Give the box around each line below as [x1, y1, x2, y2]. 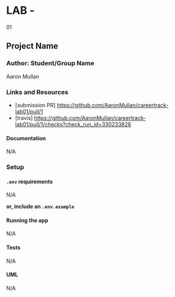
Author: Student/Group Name [6, 59, 94, 67]
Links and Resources [6, 88, 69, 96]
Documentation [6, 134, 46, 142]
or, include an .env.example [6, 203, 75, 210]
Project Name [6, 41, 58, 51]
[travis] [14, 114, 33, 121]
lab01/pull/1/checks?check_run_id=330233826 [14, 120, 131, 128]
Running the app [6, 216, 49, 224]
